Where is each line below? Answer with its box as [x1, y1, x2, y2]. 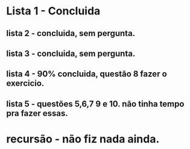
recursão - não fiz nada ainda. [6, 132, 160, 145]
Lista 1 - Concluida [6, 4, 101, 18]
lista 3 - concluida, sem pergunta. [6, 48, 136, 58]
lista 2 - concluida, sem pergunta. [6, 28, 136, 38]
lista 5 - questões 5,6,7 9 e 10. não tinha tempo [6, 99, 185, 109]
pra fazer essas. [6, 108, 68, 118]
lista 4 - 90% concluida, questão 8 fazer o [6, 69, 167, 79]
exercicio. [6, 78, 45, 88]
